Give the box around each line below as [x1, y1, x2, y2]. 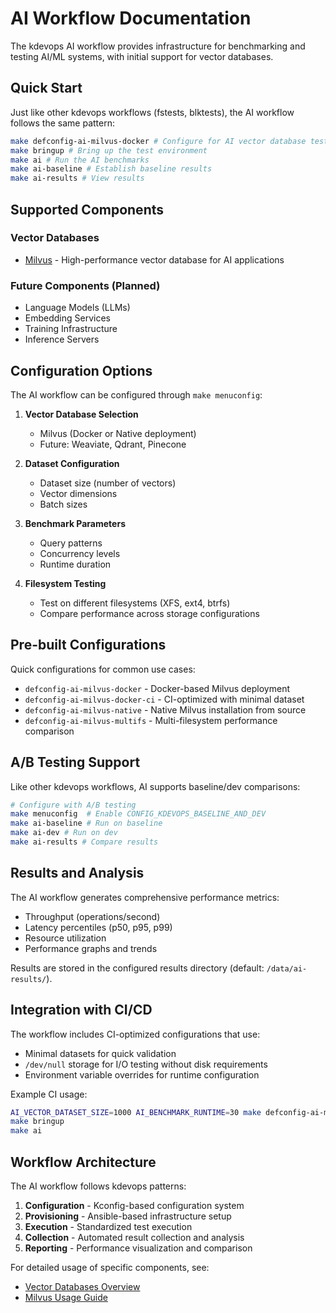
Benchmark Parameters [24, 517, 126, 529]
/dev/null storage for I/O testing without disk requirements [24, 1058, 268, 1070]
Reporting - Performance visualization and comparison [24, 1242, 253, 1254]
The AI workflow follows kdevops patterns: [10, 1180, 187, 1192]
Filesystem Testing [24, 577, 107, 589]
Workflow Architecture [10, 1153, 157, 1171]
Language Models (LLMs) [24, 302, 131, 314]
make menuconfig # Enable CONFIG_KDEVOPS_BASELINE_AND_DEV [10, 809, 267, 819]
